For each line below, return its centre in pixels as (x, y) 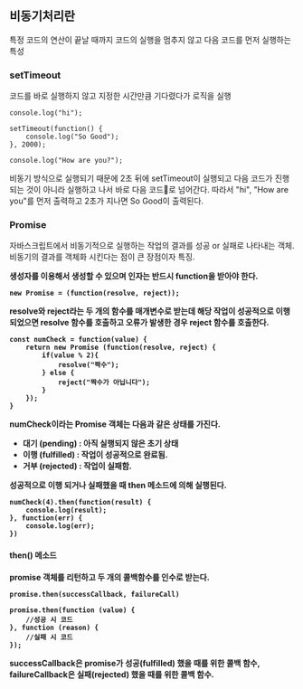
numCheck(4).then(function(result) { (80, 503)
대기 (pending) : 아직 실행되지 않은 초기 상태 (100, 444)
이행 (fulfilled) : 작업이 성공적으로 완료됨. (95, 455)
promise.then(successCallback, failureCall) (95, 594)
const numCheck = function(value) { (78, 340)
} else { (58, 373)
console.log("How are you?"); (66, 161)
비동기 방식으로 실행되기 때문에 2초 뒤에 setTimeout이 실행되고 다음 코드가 (141, 178)
